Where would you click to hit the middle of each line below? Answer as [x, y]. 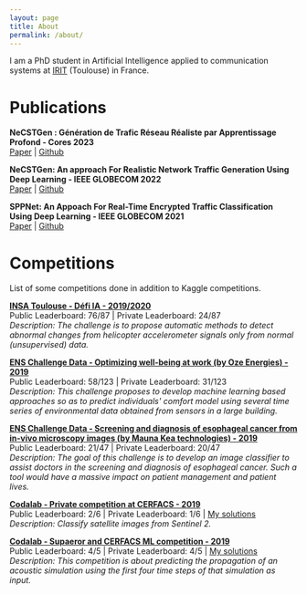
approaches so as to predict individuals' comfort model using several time [149, 401]
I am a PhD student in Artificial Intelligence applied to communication [139, 61]
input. [21, 580]
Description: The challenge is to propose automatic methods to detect [142, 326]
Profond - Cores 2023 [52, 142]
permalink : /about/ [47, 35]
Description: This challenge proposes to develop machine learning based [148, 391]
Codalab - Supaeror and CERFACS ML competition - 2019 [120, 542]
